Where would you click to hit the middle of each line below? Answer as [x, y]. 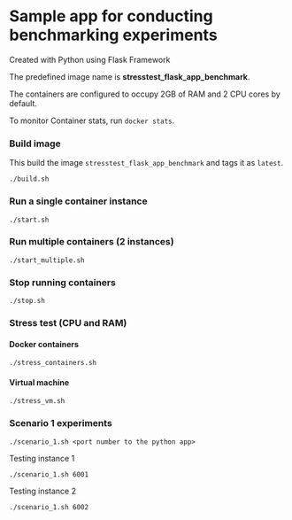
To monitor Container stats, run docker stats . [92, 120]
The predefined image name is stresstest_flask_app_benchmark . [130, 76]
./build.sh [29, 179]
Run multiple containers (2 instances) [92, 242]
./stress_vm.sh [37, 401]
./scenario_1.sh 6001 [49, 474]
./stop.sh [27, 301]
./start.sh [29, 220]
